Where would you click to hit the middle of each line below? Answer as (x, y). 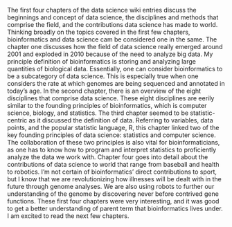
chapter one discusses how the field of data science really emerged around (115, 47)
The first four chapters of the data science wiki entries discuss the (102, 10)
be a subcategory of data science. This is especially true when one (103, 76)
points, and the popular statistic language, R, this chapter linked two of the (113, 128)
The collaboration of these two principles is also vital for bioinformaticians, (114, 142)
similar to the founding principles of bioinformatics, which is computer (107, 106)
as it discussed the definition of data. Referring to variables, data (121, 120)
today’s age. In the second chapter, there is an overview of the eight (104, 91)
